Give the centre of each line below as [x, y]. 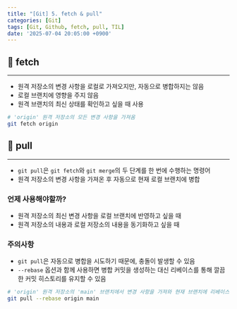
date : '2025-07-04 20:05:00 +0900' [60, 33]
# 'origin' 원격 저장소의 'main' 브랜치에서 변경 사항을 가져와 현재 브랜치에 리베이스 [119, 292]
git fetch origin [33, 124]
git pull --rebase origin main [53, 299]
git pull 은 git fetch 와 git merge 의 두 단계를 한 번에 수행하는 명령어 [114, 170]
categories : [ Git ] [34, 20]
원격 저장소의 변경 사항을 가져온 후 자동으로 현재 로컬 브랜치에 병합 [109, 179]
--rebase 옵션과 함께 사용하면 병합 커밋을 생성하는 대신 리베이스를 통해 [115, 270]
